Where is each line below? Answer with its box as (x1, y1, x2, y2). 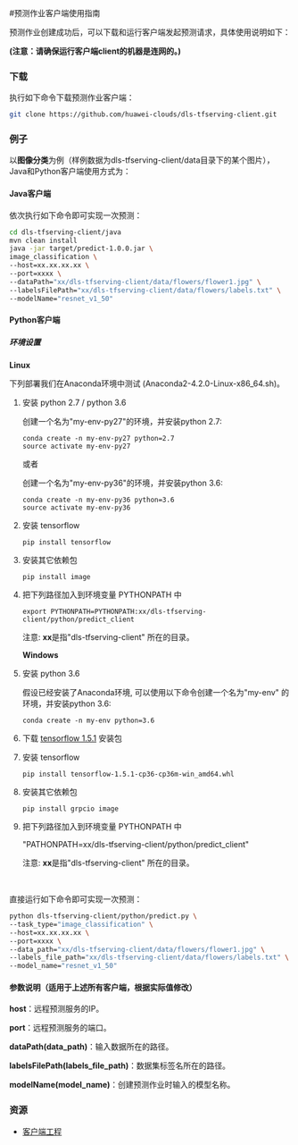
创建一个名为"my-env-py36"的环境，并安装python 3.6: (21, 477, 223, 489)
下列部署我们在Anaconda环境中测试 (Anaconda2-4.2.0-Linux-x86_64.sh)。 (9, 378, 286, 389)
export (21, 607, 47, 617)
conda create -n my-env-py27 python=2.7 (21, 434, 175, 443)
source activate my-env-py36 (21, 503, 131, 512)
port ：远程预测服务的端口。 (9, 1023, 112, 1033)
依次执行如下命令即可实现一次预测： (9, 209, 143, 221)
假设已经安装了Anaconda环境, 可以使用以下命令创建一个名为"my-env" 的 (21, 687, 290, 698)
